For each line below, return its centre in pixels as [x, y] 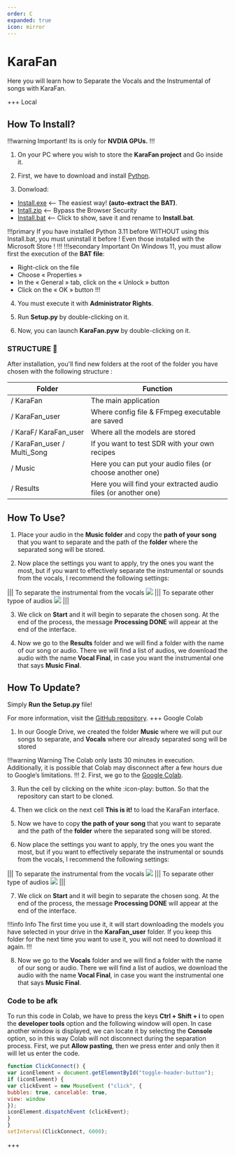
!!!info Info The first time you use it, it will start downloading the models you [116, 925]
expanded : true [29, 20]
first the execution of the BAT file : [56, 254]
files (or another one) [126, 493]
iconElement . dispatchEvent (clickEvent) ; [69, 1112]
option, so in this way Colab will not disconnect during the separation [107, 1038]
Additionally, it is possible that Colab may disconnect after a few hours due [115, 768]
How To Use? [36, 518]
